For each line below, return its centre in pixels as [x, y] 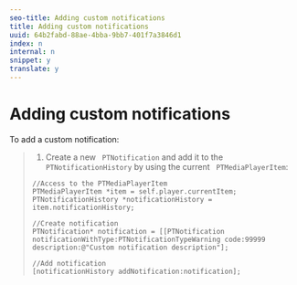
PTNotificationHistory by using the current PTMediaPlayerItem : [167, 166]
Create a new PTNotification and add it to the [134, 157]
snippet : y [30, 60]
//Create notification [75, 223]
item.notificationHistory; [83, 207]
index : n [26, 43]
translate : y [34, 69]
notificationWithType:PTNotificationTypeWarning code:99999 [148, 239]
